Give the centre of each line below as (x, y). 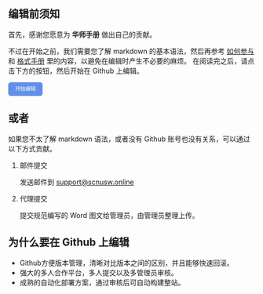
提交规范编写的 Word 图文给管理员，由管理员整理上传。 (109, 215)
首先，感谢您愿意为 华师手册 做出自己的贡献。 (82, 34)
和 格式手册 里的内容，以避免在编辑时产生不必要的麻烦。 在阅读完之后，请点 (131, 60)
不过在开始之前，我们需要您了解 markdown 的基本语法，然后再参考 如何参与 (131, 51)
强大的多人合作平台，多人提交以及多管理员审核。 (99, 272)
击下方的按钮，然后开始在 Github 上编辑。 (76, 71)
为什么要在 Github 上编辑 (69, 243)
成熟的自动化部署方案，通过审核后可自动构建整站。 (102, 282)
